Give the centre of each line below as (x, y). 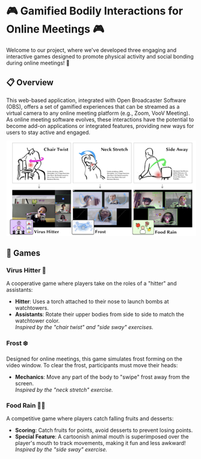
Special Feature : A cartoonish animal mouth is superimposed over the (102, 437)
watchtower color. (37, 321)
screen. (24, 383)
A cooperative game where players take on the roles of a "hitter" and (91, 283)
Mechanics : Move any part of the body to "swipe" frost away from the (102, 377)
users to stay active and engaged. (48, 132)
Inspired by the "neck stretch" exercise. (64, 390)
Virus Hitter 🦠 (26, 271)
